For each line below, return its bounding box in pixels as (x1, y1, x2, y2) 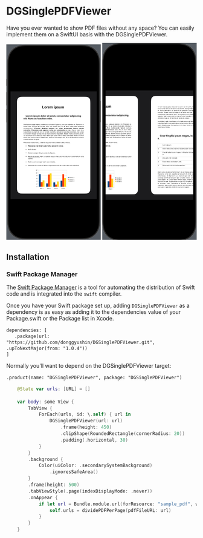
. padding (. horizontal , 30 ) (60, 437, 129, 443)
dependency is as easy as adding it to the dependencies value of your (6, 308, 181, 316)
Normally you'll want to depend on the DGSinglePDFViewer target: (6, 362, 172, 369)
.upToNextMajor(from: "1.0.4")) (6, 345, 88, 351)
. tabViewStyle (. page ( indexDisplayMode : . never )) (28, 488, 153, 494)
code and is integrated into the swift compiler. (6, 290, 122, 297)
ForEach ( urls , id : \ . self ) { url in (38, 411, 131, 417)
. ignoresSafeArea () (49, 469, 98, 475)
